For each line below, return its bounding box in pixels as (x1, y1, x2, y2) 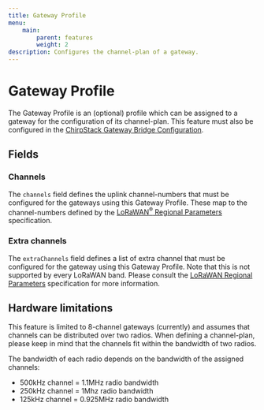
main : (22, 26, 41, 34)
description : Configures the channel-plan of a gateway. (8, 48, 199, 56)
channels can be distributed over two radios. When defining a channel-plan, (8, 330, 255, 340)
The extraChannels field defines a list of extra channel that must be (8, 253, 226, 263)
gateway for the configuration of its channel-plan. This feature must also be (8, 116, 254, 126)
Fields (8, 147, 39, 162)
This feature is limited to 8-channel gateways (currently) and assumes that (8, 322, 251, 332)
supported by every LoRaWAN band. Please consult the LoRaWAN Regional (8, 270, 253, 280)
